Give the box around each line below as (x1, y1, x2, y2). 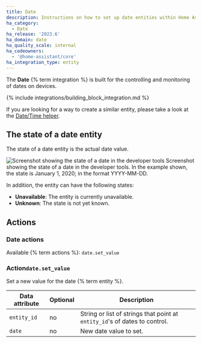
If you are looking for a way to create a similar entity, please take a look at (6, 105, 189, 113)
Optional (49, 296, 75, 304)
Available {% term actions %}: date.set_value (6, 249, 120, 256)
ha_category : (6, 20, 39, 26)
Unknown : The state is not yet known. (14, 200, 110, 207)
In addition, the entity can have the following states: (6, 181, 134, 189)
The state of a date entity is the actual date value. (6, 145, 129, 153)
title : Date (6, 8, 36, 15)
